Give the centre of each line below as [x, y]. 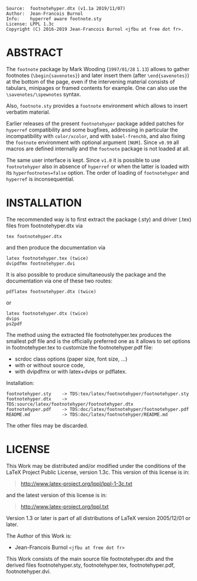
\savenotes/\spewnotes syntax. [43, 94]
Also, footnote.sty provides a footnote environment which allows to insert [97, 105]
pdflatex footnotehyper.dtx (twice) [51, 291]
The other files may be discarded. [47, 425]
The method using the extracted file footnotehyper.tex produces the [89, 335]
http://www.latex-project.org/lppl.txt [64, 506]
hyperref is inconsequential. [41, 179]
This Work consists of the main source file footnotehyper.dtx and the [90, 558]
